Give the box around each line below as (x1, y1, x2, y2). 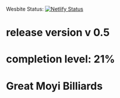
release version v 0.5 (6, 26, 110, 39)
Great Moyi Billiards (6, 79, 103, 93)
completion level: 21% (6, 52, 115, 66)
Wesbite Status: (6, 6, 44, 12)
